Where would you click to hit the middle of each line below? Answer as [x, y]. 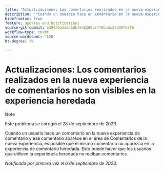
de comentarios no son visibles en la [81, 90]
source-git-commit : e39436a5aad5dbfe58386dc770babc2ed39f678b [70, 28]
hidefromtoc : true [24, 19]
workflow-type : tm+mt [27, 32]
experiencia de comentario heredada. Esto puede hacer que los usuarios [78, 149]
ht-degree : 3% [20, 41]
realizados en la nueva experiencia [77, 80]
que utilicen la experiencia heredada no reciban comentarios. [67, 153]
